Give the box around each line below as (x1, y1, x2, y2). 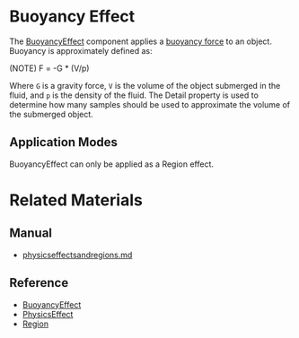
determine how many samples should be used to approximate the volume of (9, 99, 291, 109)
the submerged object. (9, 108, 94, 119)
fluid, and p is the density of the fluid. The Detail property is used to (9, 90, 259, 100)
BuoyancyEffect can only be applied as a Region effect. (9, 159, 214, 169)
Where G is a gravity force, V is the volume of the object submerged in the (9, 80, 281, 91)
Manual (9, 226, 52, 241)
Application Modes (9, 134, 119, 150)
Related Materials (9, 190, 144, 210)
